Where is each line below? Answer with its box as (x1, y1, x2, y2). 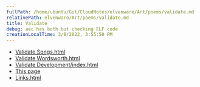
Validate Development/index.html (15, 61, 98, 69)
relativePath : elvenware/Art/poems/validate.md (6, 15, 129, 21)
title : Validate (6, 20, 47, 26)
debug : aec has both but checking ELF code (6, 26, 119, 32)
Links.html (15, 74, 41, 82)
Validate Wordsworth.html (15, 55, 80, 62)
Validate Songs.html (15, 48, 66, 55)
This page (15, 68, 41, 75)
